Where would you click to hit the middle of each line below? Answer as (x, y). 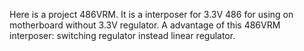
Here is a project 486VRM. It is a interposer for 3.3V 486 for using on (151, 14)
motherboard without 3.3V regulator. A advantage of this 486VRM (145, 25)
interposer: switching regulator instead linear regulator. (122, 35)
